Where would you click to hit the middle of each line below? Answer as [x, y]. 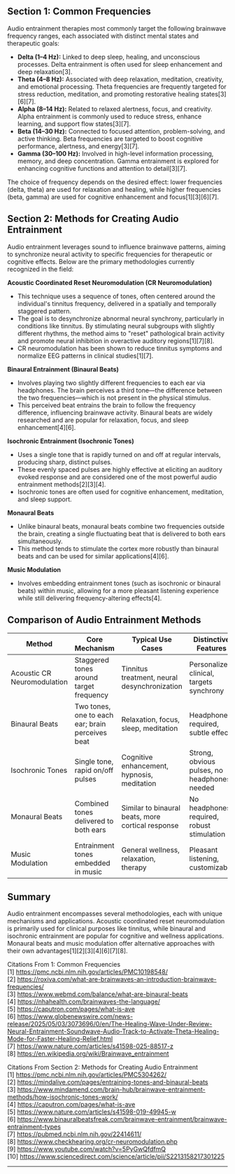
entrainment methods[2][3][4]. [62, 484]
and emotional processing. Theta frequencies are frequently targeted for [122, 86]
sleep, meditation [150, 729]
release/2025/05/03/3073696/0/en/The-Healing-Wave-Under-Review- [110, 1024]
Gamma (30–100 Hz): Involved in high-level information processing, [115, 153]
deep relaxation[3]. [45, 71]
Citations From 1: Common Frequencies [64, 965]
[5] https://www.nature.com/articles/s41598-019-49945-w [92, 1112]
